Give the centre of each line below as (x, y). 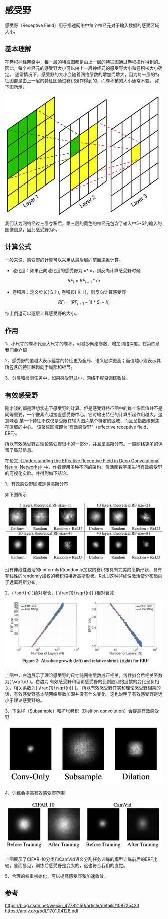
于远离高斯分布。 (23, 582)
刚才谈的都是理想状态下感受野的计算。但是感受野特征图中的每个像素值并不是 (84, 408)
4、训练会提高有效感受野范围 (35, 793)
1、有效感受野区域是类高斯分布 (37, 484)
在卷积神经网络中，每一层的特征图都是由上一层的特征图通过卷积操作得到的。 (84, 62)
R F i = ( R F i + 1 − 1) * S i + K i (84, 303)
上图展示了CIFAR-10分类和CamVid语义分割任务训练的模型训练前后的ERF (79, 859)
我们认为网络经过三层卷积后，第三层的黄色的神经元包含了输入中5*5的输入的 (84, 223)
